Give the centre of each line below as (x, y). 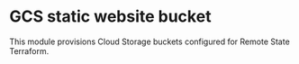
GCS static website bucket (110, 17)
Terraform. (29, 50)
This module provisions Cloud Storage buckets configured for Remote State (149, 41)
